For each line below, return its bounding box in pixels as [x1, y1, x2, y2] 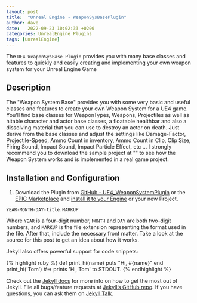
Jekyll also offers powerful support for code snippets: [6, 248, 138, 255]
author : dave [6, 20, 39, 26]
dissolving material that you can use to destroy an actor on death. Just [6, 123, 180, 131]
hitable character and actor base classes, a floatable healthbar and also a [6, 118, 187, 125]
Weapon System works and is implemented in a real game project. [6, 156, 169, 163]
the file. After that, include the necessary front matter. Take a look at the [6, 230, 183, 237]
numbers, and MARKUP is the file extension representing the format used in [6, 223, 186, 230]
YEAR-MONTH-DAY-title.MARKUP [6, 206, 79, 212]
